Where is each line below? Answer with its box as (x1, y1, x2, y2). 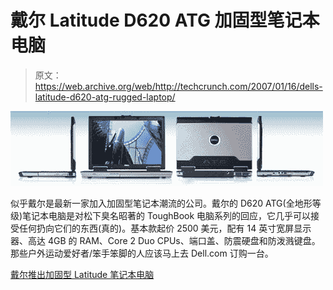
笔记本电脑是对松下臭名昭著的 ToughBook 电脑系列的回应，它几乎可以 (22, 209, 312, 221)
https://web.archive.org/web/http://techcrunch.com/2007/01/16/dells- (34, 80, 323, 92)
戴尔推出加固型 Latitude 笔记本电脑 (10, 268, 155, 280)
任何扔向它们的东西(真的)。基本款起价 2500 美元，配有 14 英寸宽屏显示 (18, 222, 312, 234)
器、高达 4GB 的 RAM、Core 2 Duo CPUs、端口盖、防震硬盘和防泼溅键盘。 (10, 234, 321, 246)
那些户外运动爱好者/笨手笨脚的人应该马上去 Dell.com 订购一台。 (10, 247, 274, 259)
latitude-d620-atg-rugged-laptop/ (34, 91, 176, 103)
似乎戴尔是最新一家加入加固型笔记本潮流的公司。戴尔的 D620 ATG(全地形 (10, 197, 313, 209)
